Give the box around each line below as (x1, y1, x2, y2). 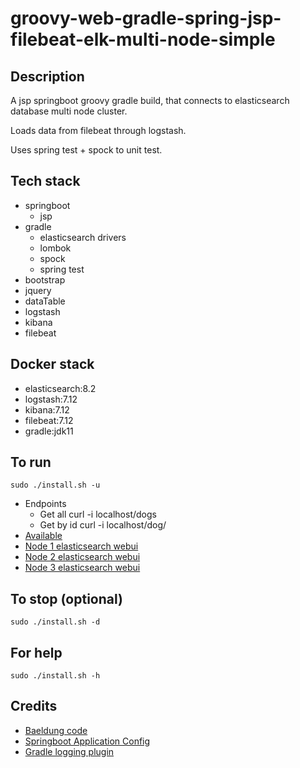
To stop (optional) (10, 590, 123, 607)
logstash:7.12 (24, 393, 78, 405)
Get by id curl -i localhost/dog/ (39, 519, 167, 531)
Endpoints (24, 498, 67, 510)
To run (10, 454, 52, 471)
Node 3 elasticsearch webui (24, 562, 141, 574)
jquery (24, 284, 52, 296)
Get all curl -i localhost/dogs (39, 508, 157, 521)
